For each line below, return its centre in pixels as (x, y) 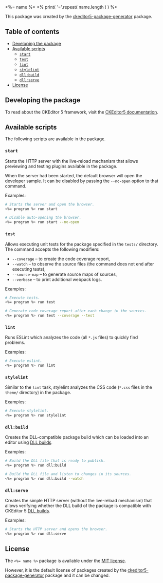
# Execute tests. (23, 298)
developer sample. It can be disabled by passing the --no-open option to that (82, 181)
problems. (15, 342)
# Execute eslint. (24, 361)
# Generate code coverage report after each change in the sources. (76, 311)
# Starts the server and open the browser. (50, 204)
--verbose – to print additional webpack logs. (57, 279)
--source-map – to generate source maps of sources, (64, 274)
